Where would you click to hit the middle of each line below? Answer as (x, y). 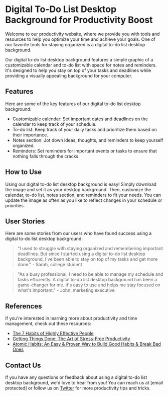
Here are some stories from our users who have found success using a (78, 233)
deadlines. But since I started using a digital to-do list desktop (81, 254)
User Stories (25, 221)
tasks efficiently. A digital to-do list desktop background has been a (87, 280)
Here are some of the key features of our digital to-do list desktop (73, 104)
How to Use (24, 172)
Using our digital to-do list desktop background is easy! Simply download (81, 184)
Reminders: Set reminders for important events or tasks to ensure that (85, 151)
